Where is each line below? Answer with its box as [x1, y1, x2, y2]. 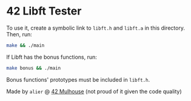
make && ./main [6, 42, 45, 48]
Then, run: [6, 30, 32, 37]
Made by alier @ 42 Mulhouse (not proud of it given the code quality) [6, 88, 182, 95]
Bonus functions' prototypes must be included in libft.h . [6, 76, 150, 83]
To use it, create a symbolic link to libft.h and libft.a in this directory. [6, 24, 185, 31]
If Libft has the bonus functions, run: [6, 53, 97, 60]
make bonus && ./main [6, 65, 61, 71]
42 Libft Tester [6, 4, 82, 18]
